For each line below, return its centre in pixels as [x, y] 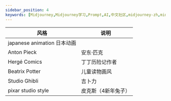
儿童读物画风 [96, 71]
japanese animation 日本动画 [42, 43]
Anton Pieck [22, 52]
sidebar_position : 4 [27, 10]
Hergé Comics [25, 62]
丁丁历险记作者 [99, 62]
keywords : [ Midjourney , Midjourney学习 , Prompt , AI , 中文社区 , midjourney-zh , [83, 15]
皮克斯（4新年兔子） [106, 91]
